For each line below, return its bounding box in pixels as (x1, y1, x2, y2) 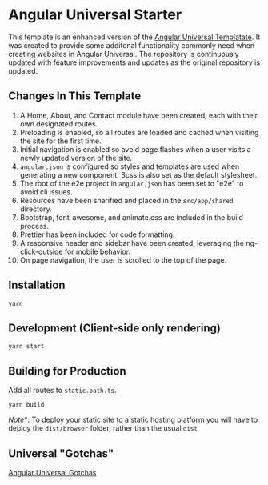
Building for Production (8, 364, 126, 378)
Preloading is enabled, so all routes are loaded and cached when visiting (19, 127, 259, 137)
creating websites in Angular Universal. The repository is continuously (8, 49, 239, 58)
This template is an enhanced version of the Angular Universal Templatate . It (8, 32, 261, 42)
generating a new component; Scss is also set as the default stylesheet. (19, 170, 258, 179)
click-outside (19, 247, 63, 256)
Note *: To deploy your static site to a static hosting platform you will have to (8, 415, 258, 425)
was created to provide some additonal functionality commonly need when (8, 40, 255, 50)
